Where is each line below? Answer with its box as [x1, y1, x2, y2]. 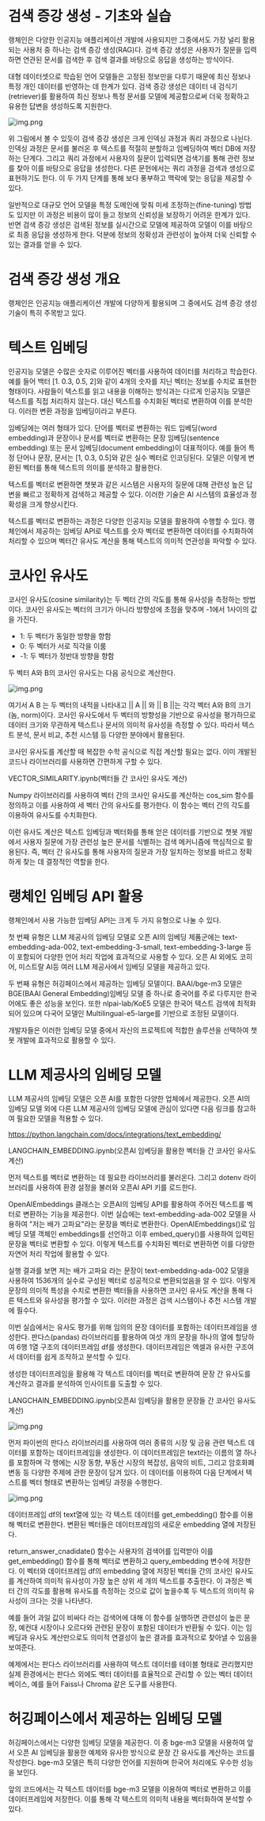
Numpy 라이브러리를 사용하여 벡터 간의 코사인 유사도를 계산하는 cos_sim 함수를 [8, 790, 255, 799]
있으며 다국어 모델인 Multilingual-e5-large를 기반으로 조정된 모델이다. [22, 1008, 239, 1018]
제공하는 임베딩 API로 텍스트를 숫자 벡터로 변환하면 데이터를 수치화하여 [35, 526, 254, 535]
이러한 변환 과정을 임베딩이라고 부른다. [18, 406, 137, 416]
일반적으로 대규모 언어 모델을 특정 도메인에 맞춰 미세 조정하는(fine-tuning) [8, 200, 237, 209]
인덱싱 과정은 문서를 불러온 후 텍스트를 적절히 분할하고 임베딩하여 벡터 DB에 [8, 144, 241, 153]
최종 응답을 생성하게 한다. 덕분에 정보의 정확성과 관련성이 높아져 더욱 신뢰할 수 [16, 229, 257, 239]
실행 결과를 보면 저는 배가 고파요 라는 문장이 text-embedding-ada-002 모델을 [8, 1266, 250, 1275]
